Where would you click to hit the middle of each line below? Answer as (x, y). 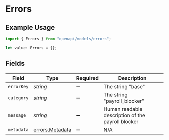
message (17, 115)
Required (88, 78)
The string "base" (124, 86)
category (18, 98)
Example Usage (30, 27)
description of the (124, 115)
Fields (15, 64)
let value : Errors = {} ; (31, 48)
